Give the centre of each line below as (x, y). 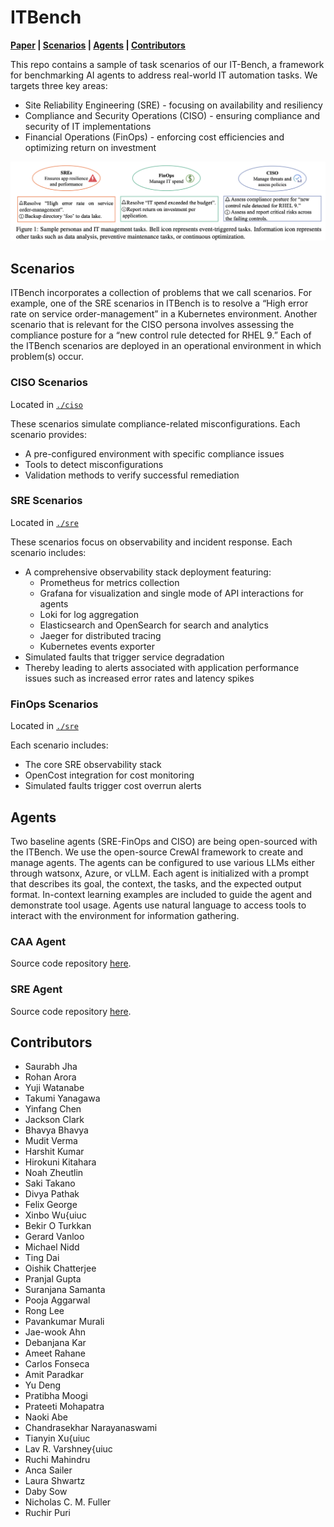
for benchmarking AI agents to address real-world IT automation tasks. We (164, 75)
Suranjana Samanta (65, 1290)
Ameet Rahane (55, 1353)
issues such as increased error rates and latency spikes (139, 678)
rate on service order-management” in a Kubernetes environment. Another (164, 314)
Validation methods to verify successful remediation (132, 475)
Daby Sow (46, 1492)
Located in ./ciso (46, 404)
